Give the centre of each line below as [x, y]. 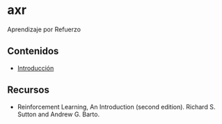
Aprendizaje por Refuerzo [44, 29]
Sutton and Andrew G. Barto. [58, 114]
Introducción [35, 68]
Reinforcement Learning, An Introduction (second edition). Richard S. [116, 107]
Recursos [29, 90]
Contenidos [33, 51]
